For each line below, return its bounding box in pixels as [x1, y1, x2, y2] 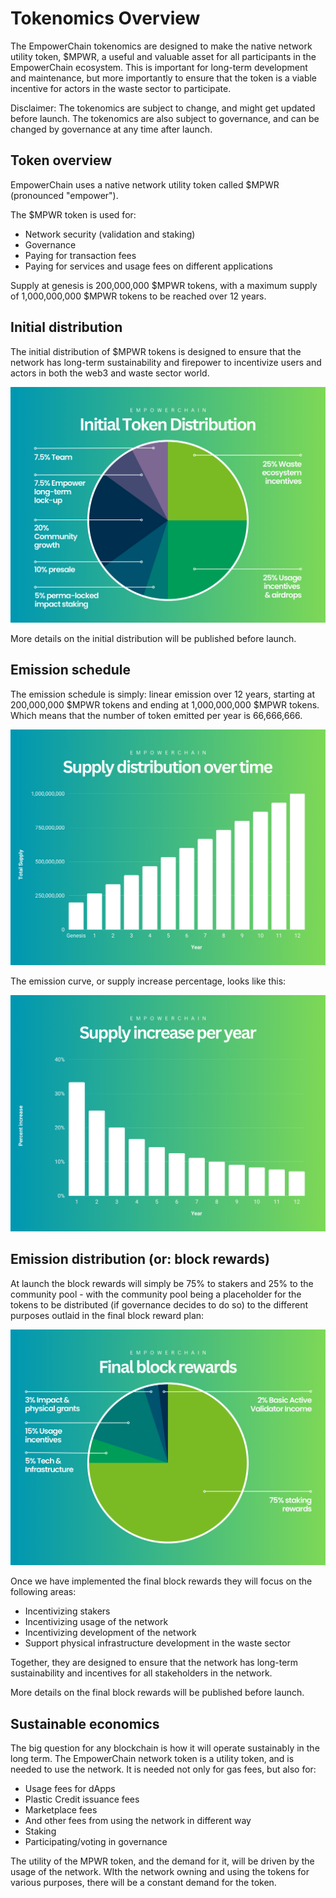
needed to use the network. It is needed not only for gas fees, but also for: [10, 1763, 317, 1775]
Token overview [10, 152, 112, 169]
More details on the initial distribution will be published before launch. [10, 633, 297, 645]
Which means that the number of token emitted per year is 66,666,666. [10, 709, 303, 721]
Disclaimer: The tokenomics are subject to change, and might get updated [10, 102, 316, 114]
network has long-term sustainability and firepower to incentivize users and [10, 356, 322, 368]
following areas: [10, 1586, 77, 1598]
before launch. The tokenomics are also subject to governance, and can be [10, 112, 320, 124]
